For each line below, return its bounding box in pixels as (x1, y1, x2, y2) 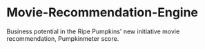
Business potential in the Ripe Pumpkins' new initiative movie (6, 27, 180, 35)
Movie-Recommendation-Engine (6, 5, 198, 20)
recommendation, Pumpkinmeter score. (6, 34, 119, 42)
